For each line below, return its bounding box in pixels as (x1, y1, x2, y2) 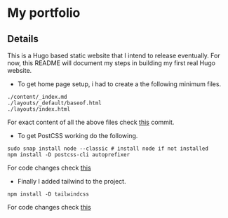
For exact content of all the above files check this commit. (7, 118, 175, 126)
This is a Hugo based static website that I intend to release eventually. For (7, 51, 220, 60)
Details (7, 33, 39, 45)
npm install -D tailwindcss (7, 191, 90, 198)
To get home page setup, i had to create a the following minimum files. (17, 80, 222, 88)
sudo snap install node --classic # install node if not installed (7, 145, 209, 152)
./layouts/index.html (7, 106, 71, 113)
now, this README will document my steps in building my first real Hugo (7, 59, 216, 67)
